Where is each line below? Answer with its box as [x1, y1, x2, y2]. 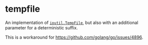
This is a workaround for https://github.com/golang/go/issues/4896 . [5, 34, 144, 40]
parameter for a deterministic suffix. [5, 24, 78, 30]
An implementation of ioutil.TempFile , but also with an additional [5, 20, 139, 25]
